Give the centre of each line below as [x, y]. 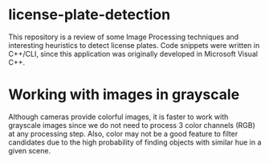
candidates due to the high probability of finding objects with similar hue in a [135, 142]
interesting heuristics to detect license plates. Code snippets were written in [134, 45]
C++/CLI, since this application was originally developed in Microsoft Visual [133, 54]
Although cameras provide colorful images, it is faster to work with [118, 117]
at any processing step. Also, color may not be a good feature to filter [123, 133]
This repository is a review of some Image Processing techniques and [124, 37]
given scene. [29, 150]
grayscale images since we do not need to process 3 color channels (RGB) [132, 125]
